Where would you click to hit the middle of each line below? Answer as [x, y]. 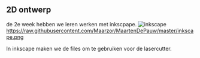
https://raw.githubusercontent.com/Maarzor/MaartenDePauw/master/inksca [100, 30]
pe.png [15, 37]
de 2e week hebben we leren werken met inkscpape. [72, 24]
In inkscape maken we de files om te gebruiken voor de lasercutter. [89, 48]
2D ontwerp [29, 10]
